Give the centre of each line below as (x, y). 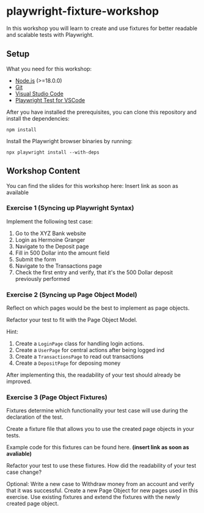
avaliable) (19, 454)
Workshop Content (43, 171)
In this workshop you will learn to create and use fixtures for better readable (102, 28)
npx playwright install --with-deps (53, 152)
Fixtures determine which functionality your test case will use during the (97, 411)
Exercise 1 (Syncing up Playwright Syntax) (70, 208)
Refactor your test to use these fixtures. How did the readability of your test (101, 466)
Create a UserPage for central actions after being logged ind (90, 350)
